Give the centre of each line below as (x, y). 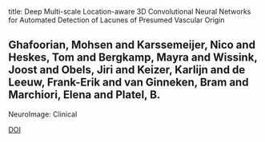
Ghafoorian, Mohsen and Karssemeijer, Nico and (132, 45)
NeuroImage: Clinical (43, 114)
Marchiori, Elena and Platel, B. (84, 95)
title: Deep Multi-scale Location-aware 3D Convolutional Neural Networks (130, 12)
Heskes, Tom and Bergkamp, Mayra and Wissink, (133, 58)
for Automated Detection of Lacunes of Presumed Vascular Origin (117, 20)
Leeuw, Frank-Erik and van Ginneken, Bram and (128, 83)
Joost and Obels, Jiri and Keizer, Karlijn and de (127, 70)
